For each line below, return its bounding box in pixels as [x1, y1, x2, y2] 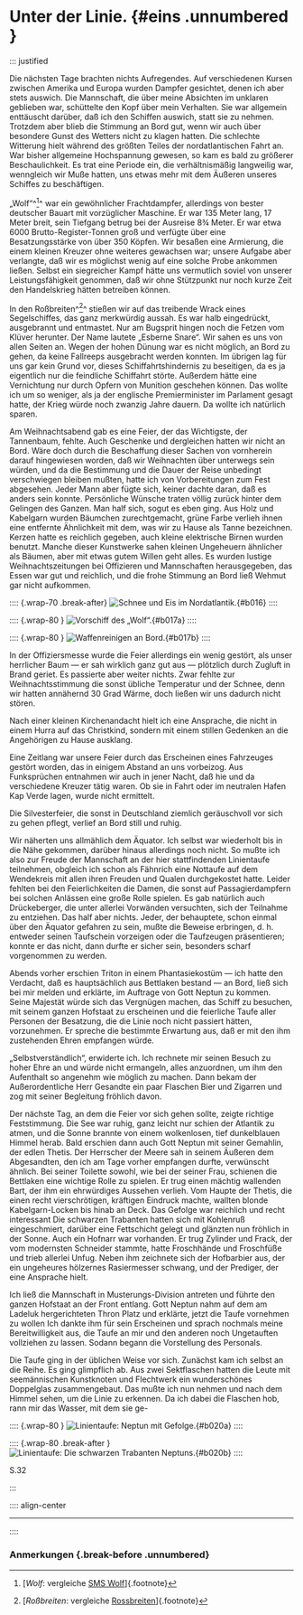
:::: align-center [9, 1500, 67, 1511]
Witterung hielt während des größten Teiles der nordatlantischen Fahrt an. [9, 140, 284, 151]
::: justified [9, 55, 49, 66]
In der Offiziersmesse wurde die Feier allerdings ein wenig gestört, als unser [9, 650, 293, 661]
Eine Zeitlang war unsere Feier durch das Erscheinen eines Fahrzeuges [9, 752, 273, 763]
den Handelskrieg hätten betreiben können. [9, 284, 171, 295]
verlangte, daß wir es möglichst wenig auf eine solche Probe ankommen [9, 255, 278, 266]
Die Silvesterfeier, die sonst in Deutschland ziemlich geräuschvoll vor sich [9, 808, 283, 819]
